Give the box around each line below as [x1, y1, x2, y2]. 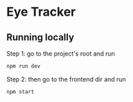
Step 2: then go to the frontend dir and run [6, 75, 126, 83]
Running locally [6, 31, 75, 43]
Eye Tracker [6, 4, 76, 20]
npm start [6, 88, 35, 95]
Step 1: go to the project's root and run [6, 49, 115, 58]
